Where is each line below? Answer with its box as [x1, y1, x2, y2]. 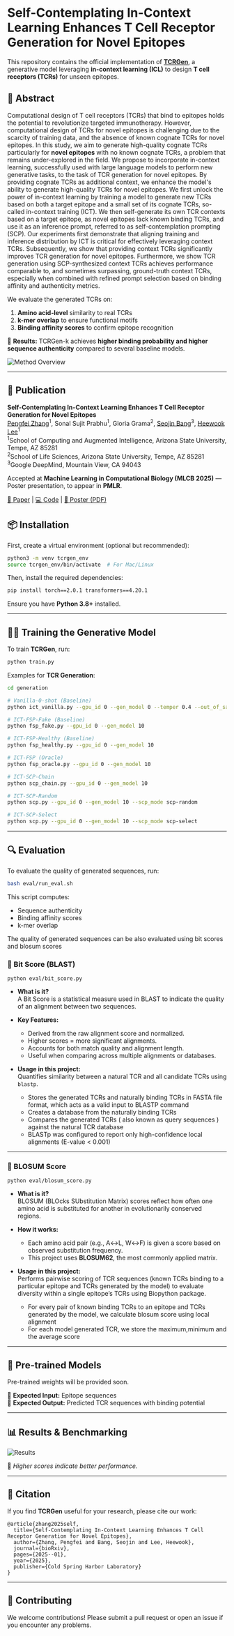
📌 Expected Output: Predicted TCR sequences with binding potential [7, 1399, 205, 1407]
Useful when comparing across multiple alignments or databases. [27, 1051, 217, 1060]
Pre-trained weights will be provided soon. [7, 1378, 129, 1386]
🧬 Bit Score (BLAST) [7, 959, 75, 969]
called [7, 207, 25, 215]
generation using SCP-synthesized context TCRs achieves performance [7, 259, 214, 268]
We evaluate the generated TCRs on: [7, 295, 113, 303]
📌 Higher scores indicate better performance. [7, 1462, 138, 1470]
